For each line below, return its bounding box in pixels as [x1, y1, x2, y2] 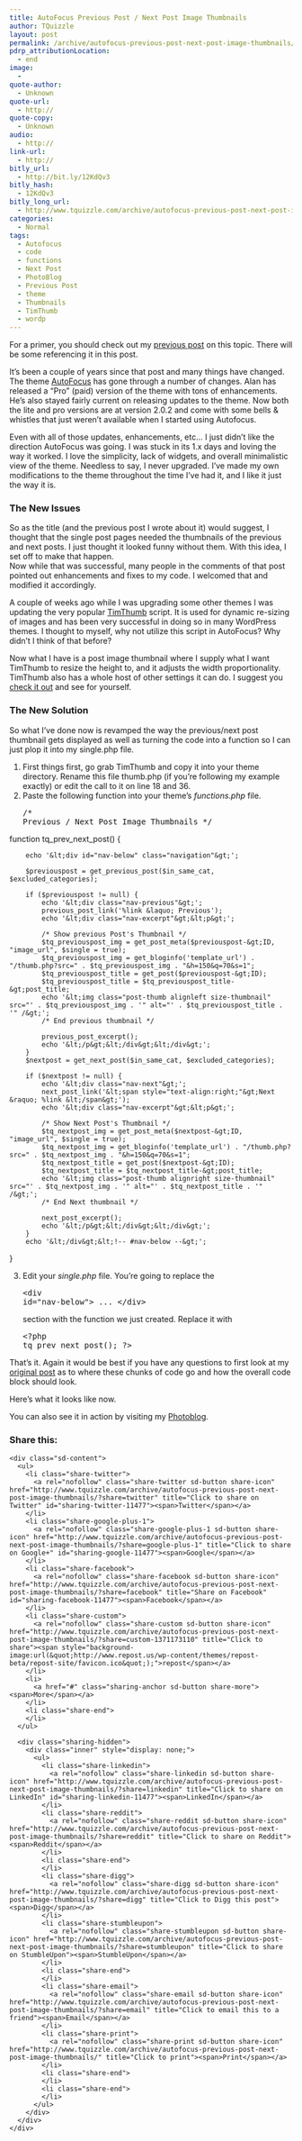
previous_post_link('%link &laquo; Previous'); [41, 906, 223, 915]
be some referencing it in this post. [9, 349, 138, 360]
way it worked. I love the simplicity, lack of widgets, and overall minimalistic [9, 451, 289, 462]
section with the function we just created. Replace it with [22, 1313, 233, 1324]
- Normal [17, 222, 50, 231]
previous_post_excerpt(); [41, 1032, 139, 1041]
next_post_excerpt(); [41, 1213, 123, 1222]
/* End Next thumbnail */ [41, 1197, 139, 1207]
